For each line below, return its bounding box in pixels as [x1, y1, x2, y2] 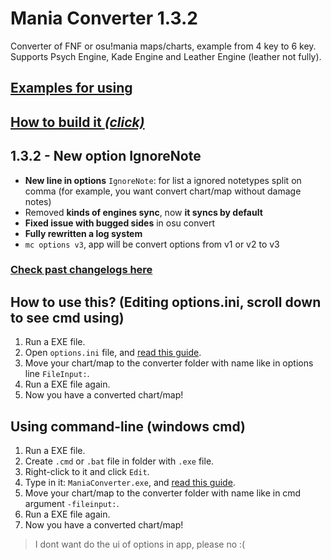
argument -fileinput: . [24, 498, 120, 510]
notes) [24, 195, 52, 207]
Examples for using [10, 80, 133, 97]
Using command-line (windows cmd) [10, 418, 246, 435]
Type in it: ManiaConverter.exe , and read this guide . [24, 477, 236, 489]
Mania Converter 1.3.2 [10, 7, 198, 30]
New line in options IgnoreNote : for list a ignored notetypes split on [24, 174, 302, 186]
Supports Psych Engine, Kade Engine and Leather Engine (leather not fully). [10, 50, 322, 62]
